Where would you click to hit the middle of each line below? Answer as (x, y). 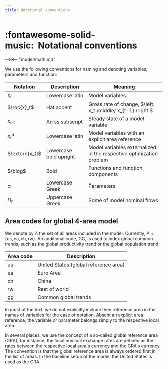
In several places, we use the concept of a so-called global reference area (82, 335)
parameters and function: (31, 74)
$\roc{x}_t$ (21, 107)
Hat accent (59, 107)
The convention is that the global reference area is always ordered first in (80, 351)
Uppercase (59, 197)
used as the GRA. (23, 362)
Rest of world (53, 289)
